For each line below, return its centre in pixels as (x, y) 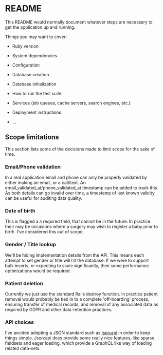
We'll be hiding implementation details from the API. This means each (75, 255)
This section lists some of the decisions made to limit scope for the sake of (80, 149)
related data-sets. (23, 348)
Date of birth (20, 210)
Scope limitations (32, 137)
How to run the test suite (37, 93)
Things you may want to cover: (36, 37)
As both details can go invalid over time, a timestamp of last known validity (80, 193)
